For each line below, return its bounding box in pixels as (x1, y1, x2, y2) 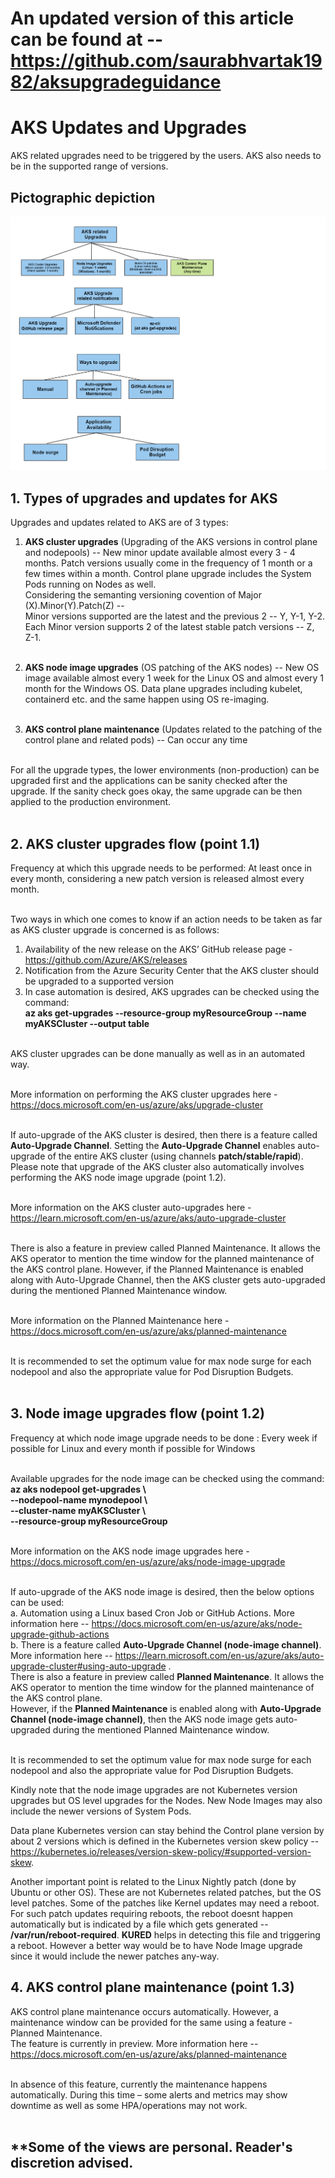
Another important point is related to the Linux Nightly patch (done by (10, 1875, 297, 1887)
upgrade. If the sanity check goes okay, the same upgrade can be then (10, 785, 303, 797)
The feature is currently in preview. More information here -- (10, 2037, 259, 2049)
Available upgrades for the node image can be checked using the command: (10, 1472, 325, 1484)
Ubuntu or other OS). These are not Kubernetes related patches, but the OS (10, 1886, 322, 1898)
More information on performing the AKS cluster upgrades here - (10, 1088, 278, 1100)
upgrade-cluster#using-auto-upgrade (10, 1660, 167, 1672)
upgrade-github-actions (10, 1628, 110, 1640)
